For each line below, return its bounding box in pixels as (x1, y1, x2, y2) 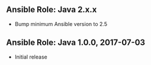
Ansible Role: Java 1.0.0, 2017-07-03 (6, 38, 146, 48)
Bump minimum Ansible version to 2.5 (14, 20, 108, 27)
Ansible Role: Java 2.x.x (6, 5, 97, 15)
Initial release (14, 53, 47, 60)
